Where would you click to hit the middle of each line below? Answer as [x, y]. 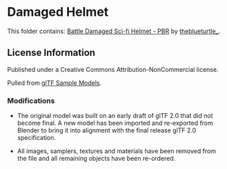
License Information [51, 53]
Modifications [31, 101]
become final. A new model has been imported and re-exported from [115, 123]
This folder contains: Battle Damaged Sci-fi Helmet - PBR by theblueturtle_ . [114, 31]
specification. [37, 138]
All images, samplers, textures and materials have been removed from [116, 151]
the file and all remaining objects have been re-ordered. [96, 159]
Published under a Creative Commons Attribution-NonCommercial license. [113, 69]
